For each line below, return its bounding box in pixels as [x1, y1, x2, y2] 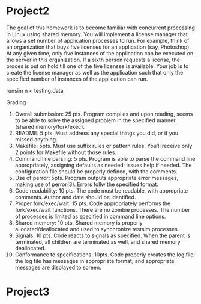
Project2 [6, 4, 50, 18]
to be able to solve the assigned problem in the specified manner [14, 116, 176, 124]
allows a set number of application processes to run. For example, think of [6, 37, 190, 44]
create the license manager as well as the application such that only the [6, 69, 184, 76]
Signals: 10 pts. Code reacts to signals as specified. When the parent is [14, 232, 191, 239]
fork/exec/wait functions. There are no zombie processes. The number [14, 206, 190, 213]
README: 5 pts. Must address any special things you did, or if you [14, 129, 179, 137]
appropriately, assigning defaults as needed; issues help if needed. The [14, 161, 192, 169]
